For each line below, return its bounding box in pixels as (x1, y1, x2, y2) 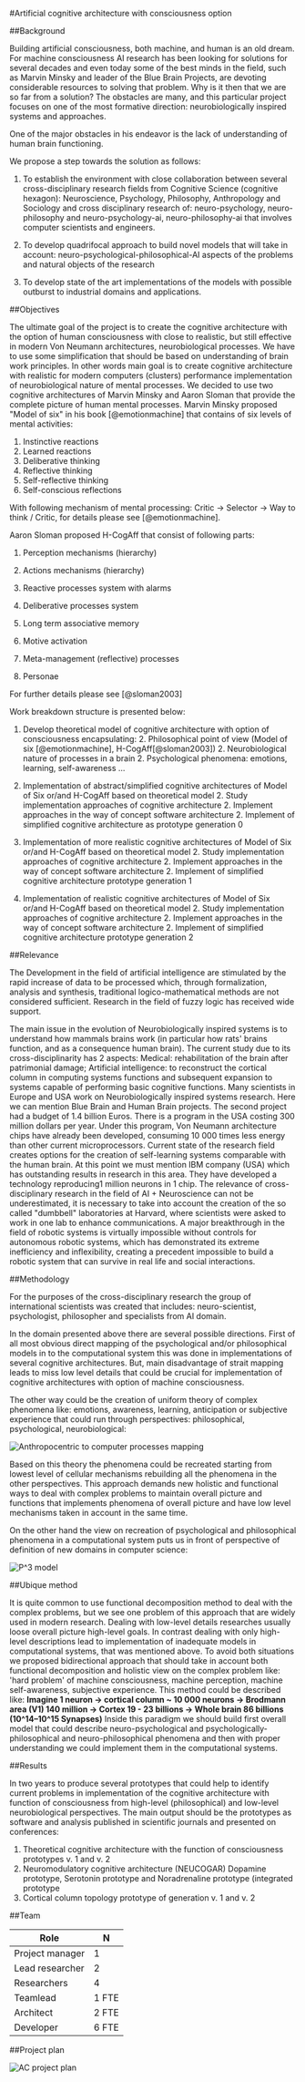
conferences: (9, 1827, 59, 1837)
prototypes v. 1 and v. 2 (22, 1854, 111, 1864)
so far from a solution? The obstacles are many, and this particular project (9, 91, 287, 102)
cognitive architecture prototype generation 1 (22, 875, 193, 886)
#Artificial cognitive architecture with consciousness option (9, 8, 232, 18)
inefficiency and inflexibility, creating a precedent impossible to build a (9, 1246, 274, 1257)
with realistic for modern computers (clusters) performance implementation (9, 370, 293, 381)
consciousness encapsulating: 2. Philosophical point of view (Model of (22, 734, 289, 744)
